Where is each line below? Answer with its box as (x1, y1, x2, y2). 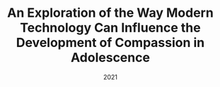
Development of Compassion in (16, 35, 205, 51)
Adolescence (70, 50, 151, 66)
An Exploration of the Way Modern (6, 5, 214, 21)
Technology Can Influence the (19, 20, 202, 36)
